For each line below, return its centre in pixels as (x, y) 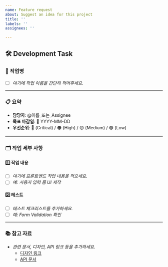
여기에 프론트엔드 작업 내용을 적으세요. (50, 176)
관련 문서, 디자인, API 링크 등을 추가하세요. (54, 247)
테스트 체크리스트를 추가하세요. (43, 208)
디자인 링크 (30, 253)
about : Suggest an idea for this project (49, 14)
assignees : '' (20, 28)
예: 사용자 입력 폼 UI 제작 (36, 182)
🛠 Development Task (39, 54)
